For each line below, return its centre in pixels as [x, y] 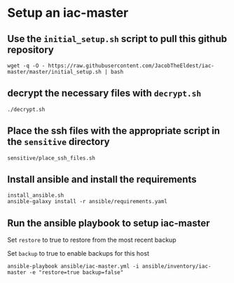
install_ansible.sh [36, 195]
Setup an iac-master [68, 13]
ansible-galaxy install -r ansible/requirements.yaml [88, 202]
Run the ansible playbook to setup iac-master [109, 223]
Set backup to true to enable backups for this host [78, 254]
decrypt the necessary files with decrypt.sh [104, 94]
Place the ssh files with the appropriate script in [114, 131]
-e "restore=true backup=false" [76, 272]
